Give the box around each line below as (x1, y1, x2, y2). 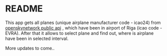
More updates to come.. (5, 45, 55, 51)
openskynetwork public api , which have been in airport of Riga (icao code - (5, 24, 162, 30)
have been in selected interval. (5, 35, 69, 41)
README (5, 3, 43, 14)
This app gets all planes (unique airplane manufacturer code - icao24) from (5, 19, 161, 25)
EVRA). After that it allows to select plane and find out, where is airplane (5, 30, 154, 36)
